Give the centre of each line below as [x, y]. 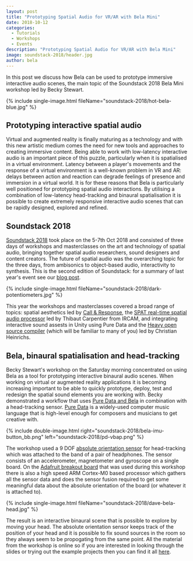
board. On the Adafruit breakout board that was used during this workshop [96, 467]
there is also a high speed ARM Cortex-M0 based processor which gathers [96, 473]
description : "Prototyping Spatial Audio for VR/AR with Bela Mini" [91, 50]
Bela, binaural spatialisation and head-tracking [93, 356]
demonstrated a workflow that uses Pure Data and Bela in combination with [96, 400]
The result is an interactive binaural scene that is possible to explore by [92, 520]
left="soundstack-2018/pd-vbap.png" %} [94, 437]
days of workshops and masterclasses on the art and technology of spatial [96, 247]
